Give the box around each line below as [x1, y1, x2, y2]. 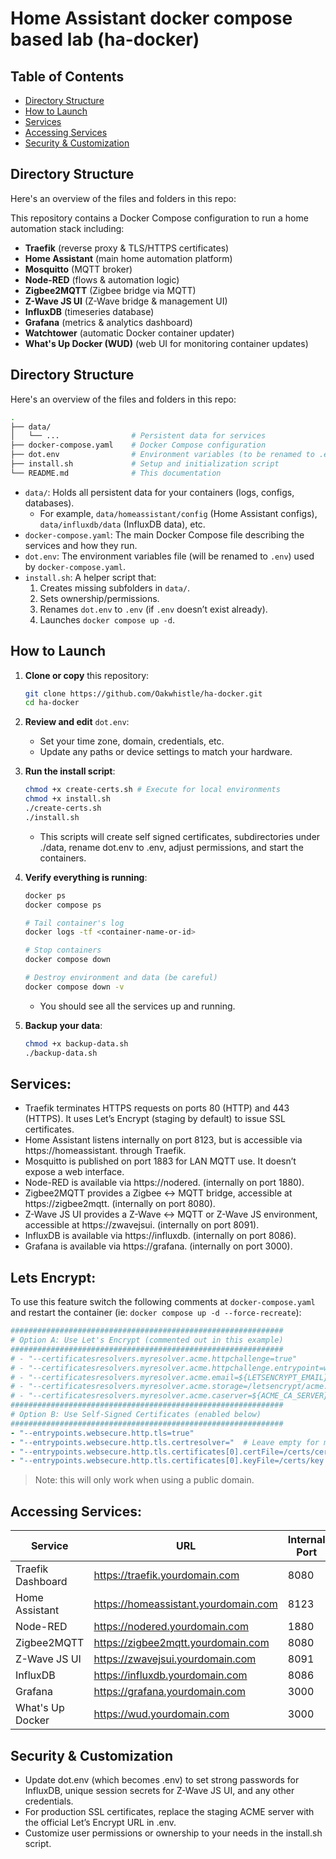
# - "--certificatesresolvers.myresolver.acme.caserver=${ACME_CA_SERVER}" [10, 1391, 333, 1401]
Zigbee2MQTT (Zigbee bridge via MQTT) [24, 284, 197, 296]
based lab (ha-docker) [10, 28, 200, 51]
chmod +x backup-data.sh [24, 1038, 129, 1049]
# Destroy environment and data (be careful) [24, 973, 218, 983]
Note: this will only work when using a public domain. [34, 1474, 255, 1486]
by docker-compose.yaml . [24, 560, 126, 572]
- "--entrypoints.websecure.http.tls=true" [10, 1428, 195, 1438]
